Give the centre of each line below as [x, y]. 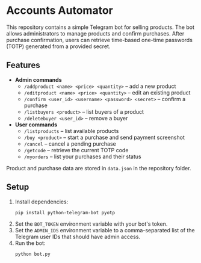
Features [23, 65]
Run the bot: [30, 243]
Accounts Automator [60, 11]
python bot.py [32, 254]
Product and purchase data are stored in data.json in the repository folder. [99, 168]
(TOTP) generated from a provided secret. [58, 46]
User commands [36, 125]
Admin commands [38, 79]
